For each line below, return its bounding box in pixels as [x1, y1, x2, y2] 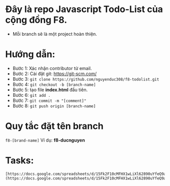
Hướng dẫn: [5, 49, 56, 60]
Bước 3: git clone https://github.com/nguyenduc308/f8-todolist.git [12, 76, 159, 82]
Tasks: [5, 155, 34, 166]
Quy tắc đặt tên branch [5, 120, 104, 132]
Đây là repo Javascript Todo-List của [5, 4, 163, 15]
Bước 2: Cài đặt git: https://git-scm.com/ [12, 71, 97, 77]
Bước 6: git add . [12, 92, 51, 98]
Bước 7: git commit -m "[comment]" [12, 97, 87, 103]
